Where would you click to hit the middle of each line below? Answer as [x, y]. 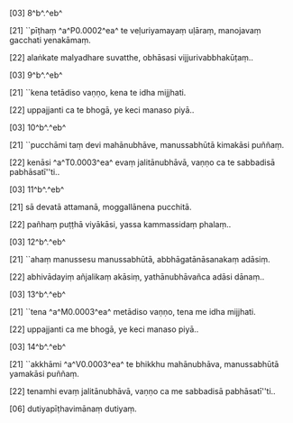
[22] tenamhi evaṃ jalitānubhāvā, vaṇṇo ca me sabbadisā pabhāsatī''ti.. [143, 391]
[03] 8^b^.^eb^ [36, 13]
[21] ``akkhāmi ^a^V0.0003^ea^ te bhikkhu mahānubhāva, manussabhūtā [144, 364]
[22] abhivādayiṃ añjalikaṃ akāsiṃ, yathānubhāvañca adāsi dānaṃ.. [137, 277]
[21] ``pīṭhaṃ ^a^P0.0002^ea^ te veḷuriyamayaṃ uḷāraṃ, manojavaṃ [135, 30]
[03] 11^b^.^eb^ [37, 189]
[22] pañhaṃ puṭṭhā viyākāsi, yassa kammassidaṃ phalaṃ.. [120, 224]
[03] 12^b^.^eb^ [37, 242]
